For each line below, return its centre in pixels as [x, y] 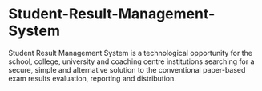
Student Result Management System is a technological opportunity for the [130, 53]
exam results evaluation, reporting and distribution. [92, 78]
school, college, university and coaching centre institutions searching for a [131, 61]
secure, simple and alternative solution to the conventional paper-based [127, 69]
